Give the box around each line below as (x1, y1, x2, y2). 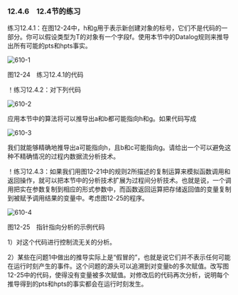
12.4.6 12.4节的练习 (7, 6, 81, 16)
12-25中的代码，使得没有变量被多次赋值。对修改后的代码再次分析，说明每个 (7, 271, 229, 279)
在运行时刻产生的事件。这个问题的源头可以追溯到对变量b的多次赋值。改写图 (7, 262, 229, 271)
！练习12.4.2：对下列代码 (7, 85, 82, 94)
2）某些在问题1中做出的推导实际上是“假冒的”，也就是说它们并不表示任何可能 (7, 253, 231, 262)
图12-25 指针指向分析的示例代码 (7, 222, 105, 232)
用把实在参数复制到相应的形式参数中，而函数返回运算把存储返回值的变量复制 (7, 185, 232, 193)
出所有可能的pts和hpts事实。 (7, 41, 92, 50)
